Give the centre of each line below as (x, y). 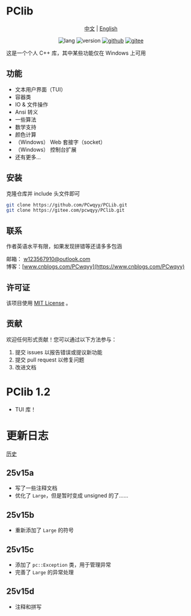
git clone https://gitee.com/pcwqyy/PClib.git (65, 211)
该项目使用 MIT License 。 (39, 303)
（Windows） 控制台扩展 (46, 149)
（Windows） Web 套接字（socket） (60, 142)
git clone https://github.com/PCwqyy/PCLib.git (67, 205)
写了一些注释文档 (36, 488)
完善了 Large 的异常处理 (44, 572)
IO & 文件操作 (32, 104)
